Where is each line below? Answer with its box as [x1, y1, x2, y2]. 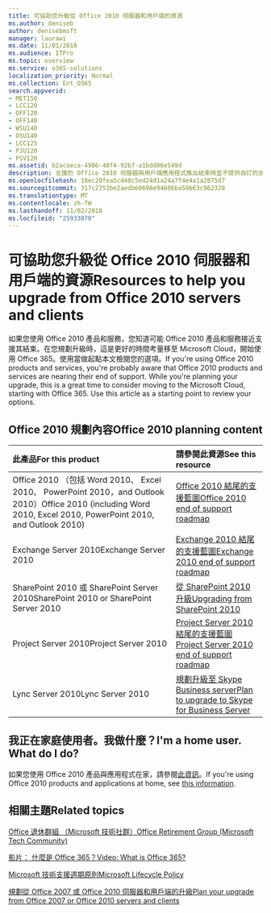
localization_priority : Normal [8, 72, 114, 80]
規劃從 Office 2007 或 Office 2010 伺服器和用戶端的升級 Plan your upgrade [8, 886, 254, 896]
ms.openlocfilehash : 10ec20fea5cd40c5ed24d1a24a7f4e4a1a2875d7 [8, 176, 226, 185]
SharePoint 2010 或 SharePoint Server [12, 582, 159, 593]
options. [8, 397, 36, 407]
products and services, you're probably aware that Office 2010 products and [8, 363, 263, 373]
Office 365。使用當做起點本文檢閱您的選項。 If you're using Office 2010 [17, 354, 254, 363]
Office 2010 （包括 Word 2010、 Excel [12, 475, 161, 485]
